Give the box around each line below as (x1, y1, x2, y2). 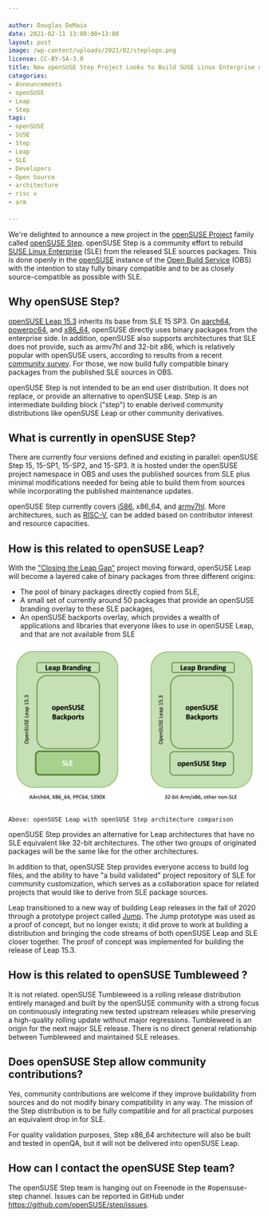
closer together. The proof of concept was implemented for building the (8, 937, 244, 946)
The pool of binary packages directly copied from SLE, (19, 587, 200, 597)
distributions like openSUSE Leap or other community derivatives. (8, 408, 225, 418)
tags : (8, 114, 26, 122)
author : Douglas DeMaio (8, 21, 88, 30)
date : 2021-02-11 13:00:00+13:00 (8, 30, 120, 38)
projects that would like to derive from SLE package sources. (8, 887, 209, 898)
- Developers (8, 165, 52, 172)
